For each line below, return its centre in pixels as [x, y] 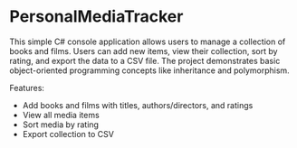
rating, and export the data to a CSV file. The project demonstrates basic [145, 60]
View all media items [61, 115]
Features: [27, 88]
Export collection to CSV [68, 134]
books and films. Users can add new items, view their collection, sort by [144, 51]
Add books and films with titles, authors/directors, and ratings [138, 105]
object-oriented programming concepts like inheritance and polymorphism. [149, 70]
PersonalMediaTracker [96, 17]
